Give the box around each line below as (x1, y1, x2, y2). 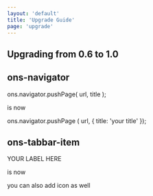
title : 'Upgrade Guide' (7, 17, 75, 23)
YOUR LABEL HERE (7, 155, 62, 163)
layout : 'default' (7, 10, 60, 17)
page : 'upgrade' (7, 23, 54, 30)
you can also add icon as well (7, 182, 91, 190)
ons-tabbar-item (7, 136, 80, 148)
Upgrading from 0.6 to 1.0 (7, 48, 119, 60)
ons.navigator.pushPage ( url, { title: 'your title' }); (7, 116, 147, 124)
